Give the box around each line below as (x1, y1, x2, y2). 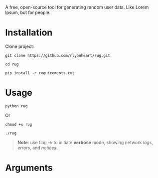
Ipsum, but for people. (5, 9, 51, 15)
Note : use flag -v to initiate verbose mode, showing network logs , (17, 139, 154, 145)
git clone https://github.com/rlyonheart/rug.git (5, 53, 111, 58)
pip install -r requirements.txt (5, 70, 75, 75)
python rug (5, 103, 28, 109)
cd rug (5, 62, 19, 67)
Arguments (5, 162, 53, 174)
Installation (5, 27, 53, 38)
